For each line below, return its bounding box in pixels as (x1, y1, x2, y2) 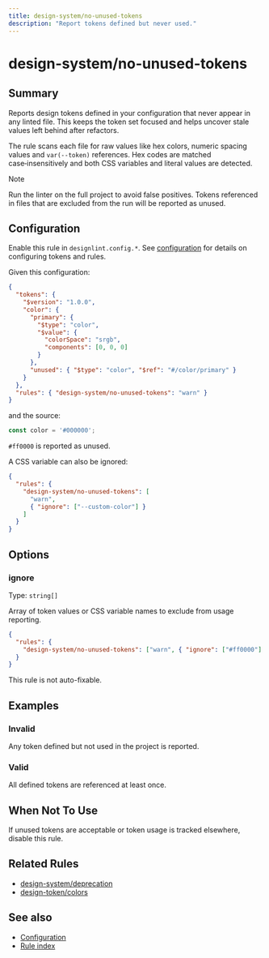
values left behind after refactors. (8, 125, 120, 135)
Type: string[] (8, 590, 59, 600)
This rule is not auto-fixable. (8, 675, 103, 685)
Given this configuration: (8, 267, 90, 277)
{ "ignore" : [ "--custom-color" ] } (29, 503, 147, 511)
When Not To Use (8, 803, 99, 817)
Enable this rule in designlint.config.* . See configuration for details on (8, 243, 248, 253)
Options (8, 548, 50, 562)
